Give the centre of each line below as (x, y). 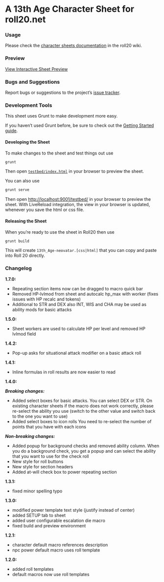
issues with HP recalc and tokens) (46, 299)
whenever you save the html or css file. (45, 210)
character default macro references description (60, 545)
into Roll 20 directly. (25, 256)
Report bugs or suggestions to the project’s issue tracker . (63, 92)
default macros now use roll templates (51, 574)
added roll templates (33, 569)
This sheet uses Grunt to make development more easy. (61, 116)
